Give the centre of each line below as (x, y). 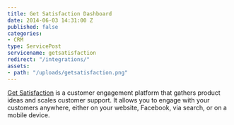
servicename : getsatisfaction (52, 53)
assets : (19, 66)
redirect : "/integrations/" (49, 60)
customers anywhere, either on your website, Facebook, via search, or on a (117, 107)
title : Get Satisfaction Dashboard (60, 14)
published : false (33, 27)
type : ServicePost (34, 46)
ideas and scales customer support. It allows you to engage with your (109, 100)
